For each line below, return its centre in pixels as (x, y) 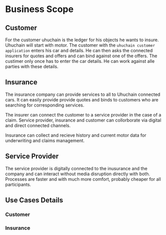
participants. (18, 184)
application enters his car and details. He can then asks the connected (79, 50)
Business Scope (39, 9)
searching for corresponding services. (45, 105)
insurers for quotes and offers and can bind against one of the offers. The (81, 56)
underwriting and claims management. (45, 140)
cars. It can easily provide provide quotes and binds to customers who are (82, 99)
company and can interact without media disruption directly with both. (78, 174)
